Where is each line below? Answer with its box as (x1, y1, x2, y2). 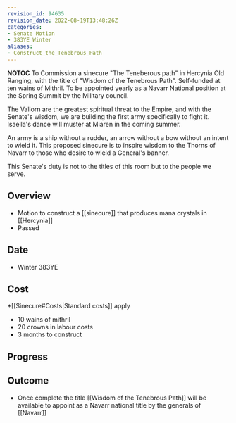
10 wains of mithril (17, 315, 70, 324)
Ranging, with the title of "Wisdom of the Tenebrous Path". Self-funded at (7, 76, 221, 84)
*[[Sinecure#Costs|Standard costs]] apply (7, 302, 130, 310)
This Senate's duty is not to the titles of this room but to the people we (7, 162, 211, 170)
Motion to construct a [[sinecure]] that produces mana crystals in (17, 208, 207, 217)
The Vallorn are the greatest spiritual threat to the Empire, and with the (7, 105, 211, 113)
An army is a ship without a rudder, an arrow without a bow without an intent (7, 133, 229, 141)
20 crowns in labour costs (17, 323, 94, 332)
